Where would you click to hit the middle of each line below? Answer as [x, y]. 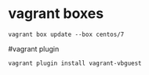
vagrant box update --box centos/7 [66, 34]
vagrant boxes [56, 14]
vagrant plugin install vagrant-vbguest [75, 63]
